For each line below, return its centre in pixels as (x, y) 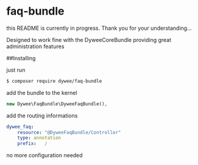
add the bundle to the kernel (42, 93)
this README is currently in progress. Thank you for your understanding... (99, 28)
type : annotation (39, 138)
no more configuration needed (45, 155)
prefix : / (32, 144)
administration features (35, 46)
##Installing (21, 58)
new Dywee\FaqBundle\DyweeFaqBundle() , (57, 104)
